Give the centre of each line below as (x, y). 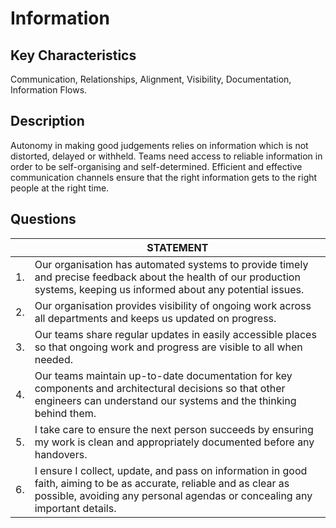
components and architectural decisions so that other (160, 388)
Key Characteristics (73, 55)
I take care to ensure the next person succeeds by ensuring (174, 429)
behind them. (65, 413)
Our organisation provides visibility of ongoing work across (173, 305)
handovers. (61, 454)
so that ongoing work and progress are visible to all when (168, 347)
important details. (75, 508)
